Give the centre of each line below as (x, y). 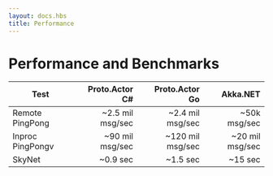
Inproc (25, 136)
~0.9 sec (116, 160)
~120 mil (183, 136)
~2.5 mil (117, 113)
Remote (27, 113)
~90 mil (119, 136)
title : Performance (41, 24)
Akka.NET (241, 94)
